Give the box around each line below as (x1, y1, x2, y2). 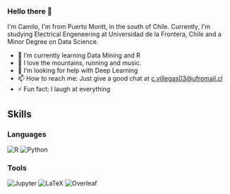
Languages (7, 129, 47, 139)
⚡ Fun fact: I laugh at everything (17, 85, 111, 93)
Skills (7, 108, 32, 120)
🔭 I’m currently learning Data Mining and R (17, 51, 141, 59)
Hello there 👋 (7, 6, 53, 16)
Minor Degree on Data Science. (7, 38, 99, 46)
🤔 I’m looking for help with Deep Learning (17, 67, 138, 75)
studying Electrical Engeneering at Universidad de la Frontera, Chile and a (7, 30, 222, 38)
